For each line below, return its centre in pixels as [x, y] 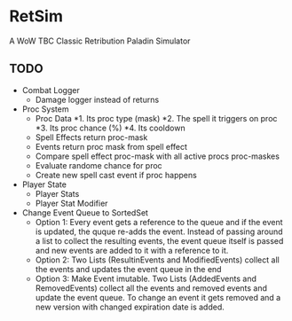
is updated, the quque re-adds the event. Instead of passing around [159, 231]
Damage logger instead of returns [97, 99]
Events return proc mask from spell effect [111, 146]
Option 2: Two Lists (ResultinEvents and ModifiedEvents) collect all [157, 260]
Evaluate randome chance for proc [99, 165]
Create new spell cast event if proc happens [116, 175]
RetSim [36, 16]
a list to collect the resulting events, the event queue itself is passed [159, 240]
